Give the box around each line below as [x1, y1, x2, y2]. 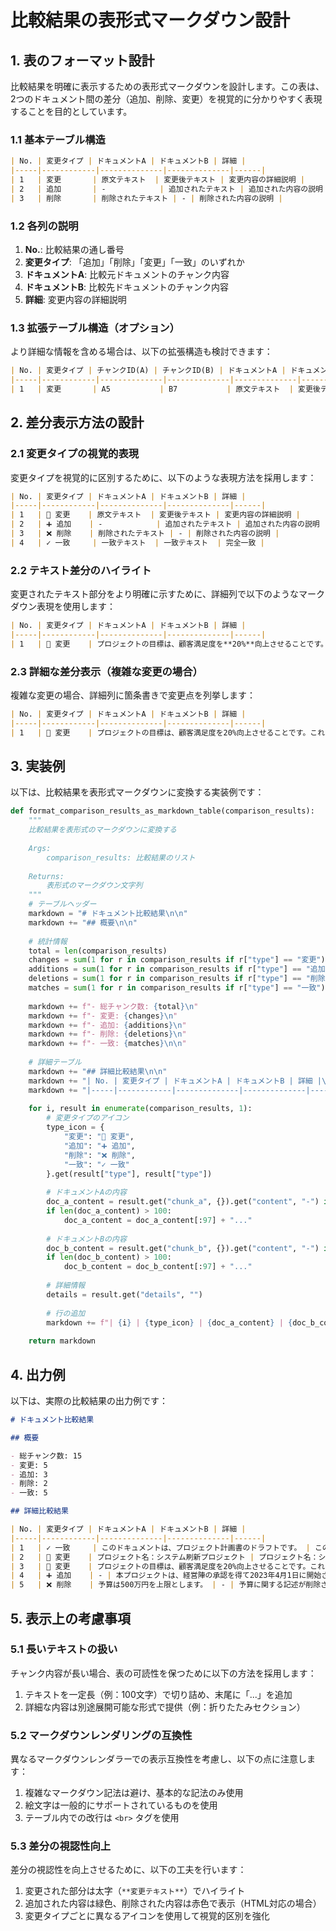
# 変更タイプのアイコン [46, 1113, 130, 1123]
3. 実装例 [10, 758, 66, 775]
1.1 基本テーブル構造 [10, 132, 106, 146]
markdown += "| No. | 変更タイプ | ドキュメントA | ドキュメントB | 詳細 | [28, 1076, 322, 1086]
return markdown [28, 1336, 97, 1346]
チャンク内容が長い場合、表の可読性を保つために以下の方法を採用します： [10, 1667, 317, 1679]
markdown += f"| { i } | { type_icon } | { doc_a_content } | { [46, 1317, 293, 1328]
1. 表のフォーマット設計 [10, 52, 155, 69]
